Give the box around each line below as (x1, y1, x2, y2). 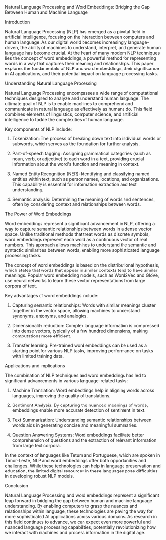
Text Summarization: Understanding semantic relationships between (12, 417, 152, 423)
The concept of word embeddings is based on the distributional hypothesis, (5, 262, 160, 268)
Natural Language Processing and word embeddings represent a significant (5, 492, 159, 498)
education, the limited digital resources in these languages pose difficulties (5, 468, 158, 473)
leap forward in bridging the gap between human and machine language (5, 498, 152, 503)
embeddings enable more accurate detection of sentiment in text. (12, 407, 146, 413)
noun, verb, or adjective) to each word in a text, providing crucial (12, 156, 144, 162)
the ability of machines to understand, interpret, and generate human (20, 45, 161, 50)
